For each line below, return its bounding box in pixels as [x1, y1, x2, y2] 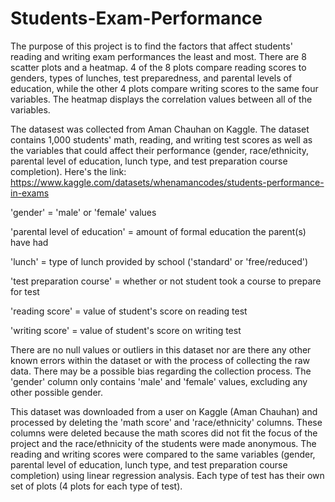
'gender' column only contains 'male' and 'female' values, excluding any [10, 375, 308, 387]
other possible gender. [10, 386, 104, 398]
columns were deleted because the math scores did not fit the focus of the [10, 427, 318, 439]
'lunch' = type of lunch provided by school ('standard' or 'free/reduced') [10, 255, 309, 267]
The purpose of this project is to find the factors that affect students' [10, 40, 293, 52]
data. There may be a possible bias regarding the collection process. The [10, 365, 312, 377]
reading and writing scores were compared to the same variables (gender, [10, 448, 316, 460]
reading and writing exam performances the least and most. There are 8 [10, 50, 307, 62]
